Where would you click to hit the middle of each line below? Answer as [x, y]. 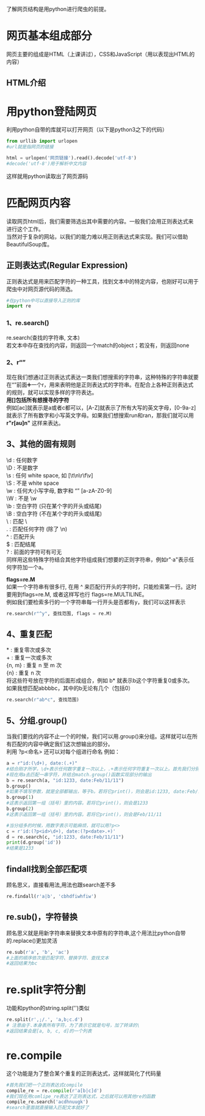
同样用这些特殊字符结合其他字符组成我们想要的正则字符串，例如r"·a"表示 [98, 560]
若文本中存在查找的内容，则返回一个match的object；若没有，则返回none [98, 345]
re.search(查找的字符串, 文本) [43, 337]
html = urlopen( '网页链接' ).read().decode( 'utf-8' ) [72, 158]
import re [19, 306]
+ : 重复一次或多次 [29, 657]
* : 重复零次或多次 [29, 650]
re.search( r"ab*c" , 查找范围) [43, 700]
